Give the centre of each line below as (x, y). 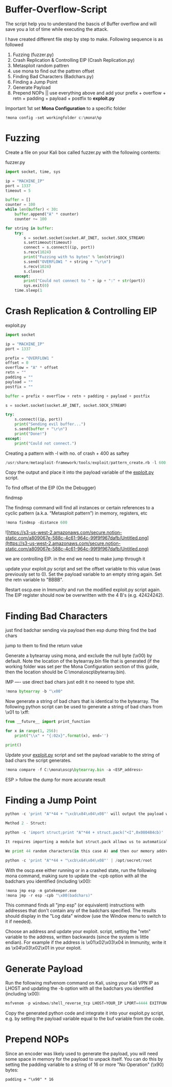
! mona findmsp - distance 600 (36, 523)
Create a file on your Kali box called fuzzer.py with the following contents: (83, 152)
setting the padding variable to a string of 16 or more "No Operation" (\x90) (84, 1065)
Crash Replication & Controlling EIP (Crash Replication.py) (73, 60)
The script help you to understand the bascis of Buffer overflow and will (81, 24)
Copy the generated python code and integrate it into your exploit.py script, (85, 1013)
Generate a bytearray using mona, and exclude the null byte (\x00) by (79, 656)
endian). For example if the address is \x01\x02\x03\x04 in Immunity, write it (86, 942)
